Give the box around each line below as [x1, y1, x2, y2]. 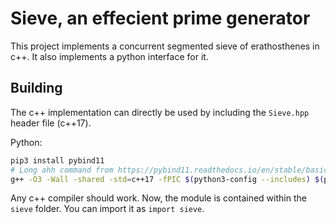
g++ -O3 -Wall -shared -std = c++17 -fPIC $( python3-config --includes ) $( [10, 174, 325, 184]
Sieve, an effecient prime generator [10, 7, 311, 30]
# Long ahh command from [10, 165, 114, 175]
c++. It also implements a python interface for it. [10, 50, 209, 62]
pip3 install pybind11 [10, 155, 105, 166]
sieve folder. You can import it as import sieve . [10, 203, 205, 215]
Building [10, 80, 63, 97]
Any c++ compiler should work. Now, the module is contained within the [10, 192, 307, 204]
